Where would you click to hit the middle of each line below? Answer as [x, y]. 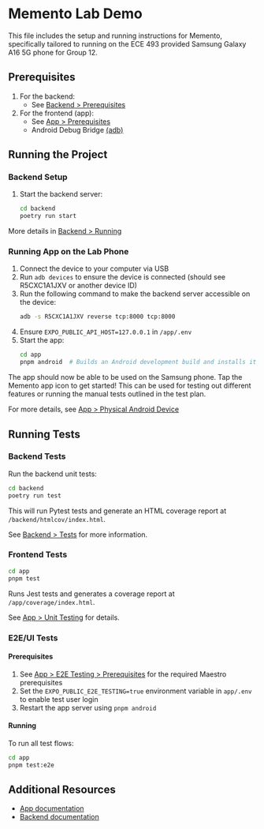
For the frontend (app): [57, 113]
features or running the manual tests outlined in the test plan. [107, 394]
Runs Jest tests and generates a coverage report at [91, 594]
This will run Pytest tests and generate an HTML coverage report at [117, 511]
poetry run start [48, 216]
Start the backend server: [61, 194]
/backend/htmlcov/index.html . [57, 519]
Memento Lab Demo [76, 14]
